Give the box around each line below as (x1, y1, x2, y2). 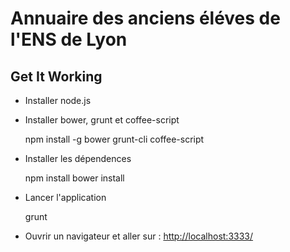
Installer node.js (24, 95, 92, 106)
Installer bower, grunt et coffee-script (24, 114, 180, 126)
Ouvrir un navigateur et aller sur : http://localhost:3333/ (24, 230, 254, 242)
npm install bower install (24, 172, 125, 184)
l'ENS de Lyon (10, 28, 128, 51)
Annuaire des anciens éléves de (10, 7, 281, 30)
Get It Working (10, 68, 103, 85)
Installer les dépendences (24, 153, 132, 164)
